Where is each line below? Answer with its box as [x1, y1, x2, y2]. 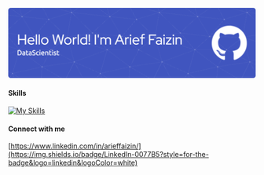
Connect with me [8, 124, 65, 133]
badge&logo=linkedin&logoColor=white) [8, 158, 138, 168]
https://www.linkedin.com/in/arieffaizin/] [10, 141, 141, 151]
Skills [8, 89, 27, 98]
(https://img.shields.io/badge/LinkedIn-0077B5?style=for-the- [8, 150, 210, 159]
